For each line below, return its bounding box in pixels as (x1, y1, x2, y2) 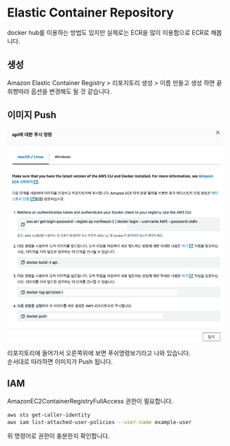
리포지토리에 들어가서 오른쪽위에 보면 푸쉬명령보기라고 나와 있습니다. (7, 348, 191, 357)
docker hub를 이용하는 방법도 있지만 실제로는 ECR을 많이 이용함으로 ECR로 (7, 28, 209, 36)
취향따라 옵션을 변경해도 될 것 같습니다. (7, 87, 112, 96)
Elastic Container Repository (7, 5, 174, 21)
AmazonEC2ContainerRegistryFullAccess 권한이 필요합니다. (7, 397, 174, 405)
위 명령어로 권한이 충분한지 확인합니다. (7, 432, 110, 441)
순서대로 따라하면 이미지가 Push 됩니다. (7, 357, 113, 366)
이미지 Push (7, 109, 57, 121)
